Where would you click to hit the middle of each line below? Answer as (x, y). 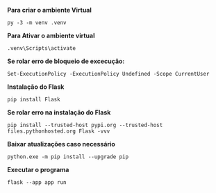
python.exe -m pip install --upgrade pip (68, 157)
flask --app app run (37, 183)
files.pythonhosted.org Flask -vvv (59, 131)
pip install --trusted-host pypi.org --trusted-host (85, 125)
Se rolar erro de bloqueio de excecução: (66, 61)
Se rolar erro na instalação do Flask (59, 112)
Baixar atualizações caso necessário (61, 144)
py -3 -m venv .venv (37, 23)
